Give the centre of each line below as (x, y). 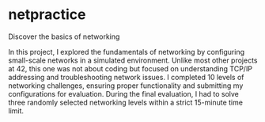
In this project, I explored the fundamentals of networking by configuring (127, 51)
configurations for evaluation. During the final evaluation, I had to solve (124, 93)
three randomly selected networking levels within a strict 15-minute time (126, 102)
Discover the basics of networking (64, 36)
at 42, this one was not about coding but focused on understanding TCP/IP (131, 68)
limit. (16, 111)
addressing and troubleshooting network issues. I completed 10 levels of (126, 77)
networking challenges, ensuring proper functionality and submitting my (126, 86)
